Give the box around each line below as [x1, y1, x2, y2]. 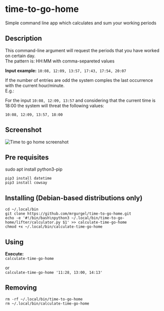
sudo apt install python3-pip [5, 166, 63, 172]
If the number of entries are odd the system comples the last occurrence [5, 77, 153, 83]
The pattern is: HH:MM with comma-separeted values [5, 58, 115, 64]
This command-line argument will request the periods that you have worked [5, 47, 160, 53]
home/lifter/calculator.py [5, 220, 61, 225]
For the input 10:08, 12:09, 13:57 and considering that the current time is [5, 97, 156, 103]
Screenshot [5, 125, 42, 134]
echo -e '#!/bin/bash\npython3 [5, 216, 70, 221]
